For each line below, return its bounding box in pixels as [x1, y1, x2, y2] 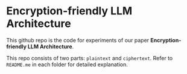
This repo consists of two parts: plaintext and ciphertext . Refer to [6, 54, 173, 61]
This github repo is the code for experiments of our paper [6, 36, 150, 44]
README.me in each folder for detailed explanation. [6, 61, 128, 68]
